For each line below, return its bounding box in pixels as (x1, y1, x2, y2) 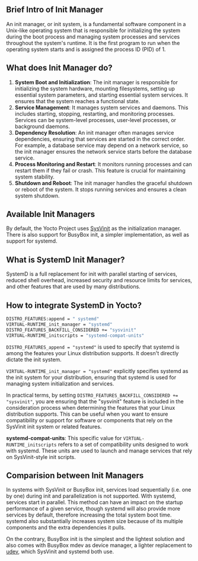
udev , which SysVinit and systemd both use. (6, 548, 114, 555)
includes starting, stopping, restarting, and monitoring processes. (14, 110, 175, 117)
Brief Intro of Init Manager (6, 5, 104, 15)
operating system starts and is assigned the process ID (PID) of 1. (6, 46, 166, 53)
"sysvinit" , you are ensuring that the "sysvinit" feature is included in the (6, 397, 184, 405)
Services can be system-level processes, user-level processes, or (14, 116, 177, 123)
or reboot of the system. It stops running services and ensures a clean (14, 186, 187, 193)
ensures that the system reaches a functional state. (14, 97, 140, 104)
